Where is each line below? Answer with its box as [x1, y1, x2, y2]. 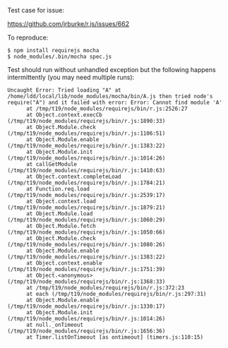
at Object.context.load [25, 198, 97, 205]
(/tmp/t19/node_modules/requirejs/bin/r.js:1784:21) [7, 179, 166, 186]
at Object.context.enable [25, 260, 102, 267]
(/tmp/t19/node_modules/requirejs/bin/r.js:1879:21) [7, 204, 166, 211]
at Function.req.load [25, 186, 90, 193]
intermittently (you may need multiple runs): [7, 73, 135, 81]
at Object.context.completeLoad [25, 173, 121, 180]
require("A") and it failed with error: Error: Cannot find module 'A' [7, 99, 222, 106]
